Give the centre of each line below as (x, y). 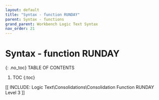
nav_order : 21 (20, 29)
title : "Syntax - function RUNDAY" (43, 15)
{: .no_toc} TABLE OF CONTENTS (40, 68)
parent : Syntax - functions (35, 19)
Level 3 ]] (15, 93)
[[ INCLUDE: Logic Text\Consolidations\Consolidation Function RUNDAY (80, 87)
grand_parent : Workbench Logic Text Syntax (52, 24)
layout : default (22, 10)
